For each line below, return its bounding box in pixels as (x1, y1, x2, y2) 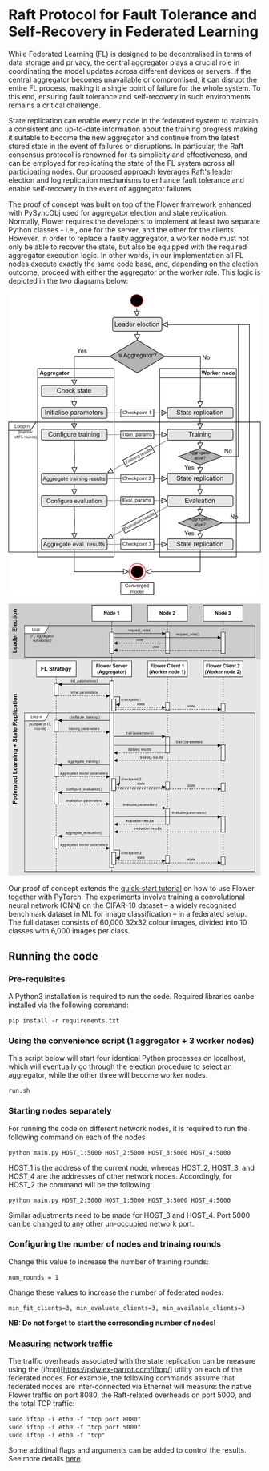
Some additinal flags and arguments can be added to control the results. (8, 1445, 247, 1455)
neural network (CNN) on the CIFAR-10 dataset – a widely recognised (8, 901, 237, 910)
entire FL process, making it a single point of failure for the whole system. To (8, 83, 261, 93)
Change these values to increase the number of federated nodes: (8, 1288, 224, 1297)
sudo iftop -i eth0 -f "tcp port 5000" (8, 1424, 142, 1432)
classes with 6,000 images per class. (8, 926, 130, 936)
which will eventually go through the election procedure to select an (8, 1062, 232, 1071)
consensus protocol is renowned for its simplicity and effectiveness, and (8, 150, 247, 159)
